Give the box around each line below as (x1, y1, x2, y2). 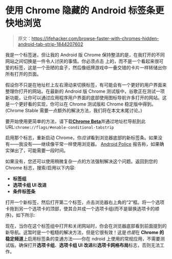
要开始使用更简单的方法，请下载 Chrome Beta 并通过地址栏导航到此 (5, 118, 146, 124)
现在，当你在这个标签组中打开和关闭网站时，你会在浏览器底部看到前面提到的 (5, 223, 167, 229)
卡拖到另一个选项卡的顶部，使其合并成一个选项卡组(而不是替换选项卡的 (5, 205, 155, 211)
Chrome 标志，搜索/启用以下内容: (5, 164, 76, 170)
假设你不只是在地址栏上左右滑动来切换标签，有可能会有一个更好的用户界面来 (5, 81, 167, 88)
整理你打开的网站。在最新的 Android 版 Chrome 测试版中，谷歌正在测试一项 (5, 88, 165, 94)
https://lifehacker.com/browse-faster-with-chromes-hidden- (31, 35, 159, 41)
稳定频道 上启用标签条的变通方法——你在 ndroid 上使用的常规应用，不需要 (5, 235, 161, 242)
